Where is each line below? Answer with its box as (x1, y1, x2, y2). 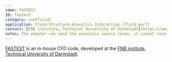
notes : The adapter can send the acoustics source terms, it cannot (5, 31, 155, 36)
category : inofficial (5, 17, 52, 22)
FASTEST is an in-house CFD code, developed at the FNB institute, (5, 46, 146, 51)
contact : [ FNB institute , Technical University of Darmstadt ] (5, 27, 141, 32)
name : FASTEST (5, 7, 36, 13)
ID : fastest (5, 12, 31, 17)
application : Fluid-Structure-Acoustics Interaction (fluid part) (5, 22, 150, 27)
